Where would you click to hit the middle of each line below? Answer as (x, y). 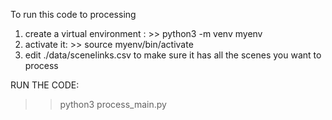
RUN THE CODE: (45, 85)
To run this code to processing (73, 14)
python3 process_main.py (113, 104)
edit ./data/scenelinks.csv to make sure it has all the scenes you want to (173, 55)
